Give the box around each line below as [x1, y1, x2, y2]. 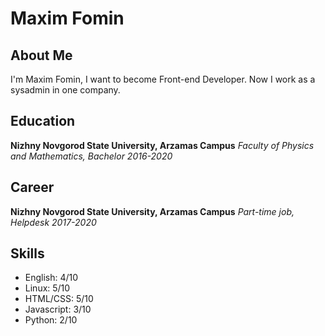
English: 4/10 [24, 272, 79, 284]
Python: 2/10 [24, 314, 78, 326]
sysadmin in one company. [10, 84, 121, 96]
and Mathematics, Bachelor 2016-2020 [10, 150, 173, 162]
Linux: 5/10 [24, 282, 71, 294]
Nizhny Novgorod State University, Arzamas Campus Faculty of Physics [10, 139, 315, 151]
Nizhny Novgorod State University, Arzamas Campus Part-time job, [10, 205, 295, 217]
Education [10, 113, 76, 130]
